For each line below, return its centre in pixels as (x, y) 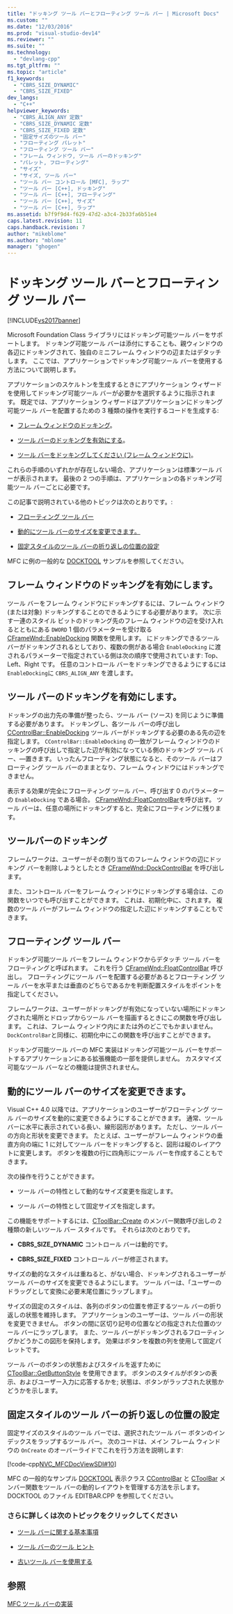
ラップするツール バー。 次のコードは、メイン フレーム (116, 1441)
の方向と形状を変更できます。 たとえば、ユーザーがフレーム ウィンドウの (112, 1136)
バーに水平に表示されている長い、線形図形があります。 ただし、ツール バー (115, 1127)
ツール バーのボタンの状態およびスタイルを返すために (84, 1365)
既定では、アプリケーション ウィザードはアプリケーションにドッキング (122, 402)
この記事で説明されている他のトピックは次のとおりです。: (90, 502)
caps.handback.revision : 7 (46, 227)
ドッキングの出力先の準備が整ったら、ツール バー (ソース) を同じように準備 (115, 715)
